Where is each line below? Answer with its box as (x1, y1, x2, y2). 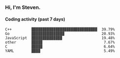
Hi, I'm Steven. (5, 4, 41, 11)
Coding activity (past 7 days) (5, 16, 65, 22)
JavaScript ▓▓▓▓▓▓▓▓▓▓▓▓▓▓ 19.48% (5, 36, 115, 41)
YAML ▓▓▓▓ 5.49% (5, 49, 115, 54)
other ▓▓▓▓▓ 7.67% (5, 40, 115, 45)
